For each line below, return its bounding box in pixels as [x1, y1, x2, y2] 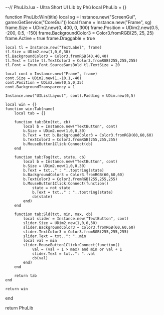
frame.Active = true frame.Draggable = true [5, 35, 95, 41]
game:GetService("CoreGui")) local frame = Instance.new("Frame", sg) [5, 20, 152, 25]
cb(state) [32, 194, 53, 199]
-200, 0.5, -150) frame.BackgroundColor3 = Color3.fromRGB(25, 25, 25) [5, 30, 154, 36]
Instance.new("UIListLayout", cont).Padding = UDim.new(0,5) [5, 93, 136, 98]
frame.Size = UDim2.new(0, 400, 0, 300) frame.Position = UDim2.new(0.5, [5, 25, 159, 31]
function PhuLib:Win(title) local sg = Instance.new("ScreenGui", [5, 14, 136, 20]
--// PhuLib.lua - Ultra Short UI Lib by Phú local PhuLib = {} [5, 5, 127, 10]
